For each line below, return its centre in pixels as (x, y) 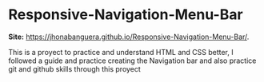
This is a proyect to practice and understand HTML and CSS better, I (121, 52)
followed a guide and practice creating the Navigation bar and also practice (132, 61)
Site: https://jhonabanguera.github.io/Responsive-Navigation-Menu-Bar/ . (129, 37)
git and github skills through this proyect (75, 68)
